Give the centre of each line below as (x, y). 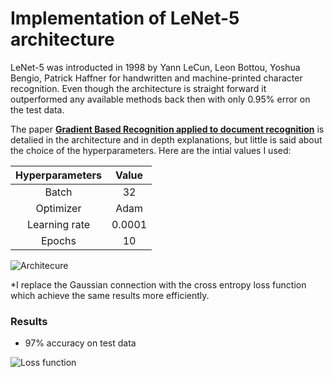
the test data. (37, 109)
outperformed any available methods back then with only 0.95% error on (160, 99)
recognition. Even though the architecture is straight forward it (138, 88)
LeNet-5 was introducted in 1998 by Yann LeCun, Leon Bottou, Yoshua (155, 67)
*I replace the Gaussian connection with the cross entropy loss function (158, 284)
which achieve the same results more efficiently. (110, 295)
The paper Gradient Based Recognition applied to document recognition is (167, 129)
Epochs (58, 240)
